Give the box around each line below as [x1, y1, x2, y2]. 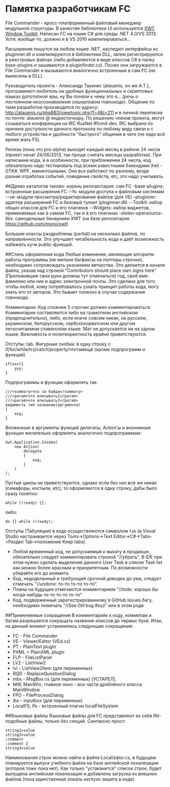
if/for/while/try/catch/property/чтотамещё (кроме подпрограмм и [5, 346, 146, 352]
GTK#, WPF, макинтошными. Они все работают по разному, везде [5, 168, 150, 174]
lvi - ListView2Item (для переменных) [12, 665, 93, 671]
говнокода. [5, 294, 29, 300]
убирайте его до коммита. [12, 570, 70, 576]
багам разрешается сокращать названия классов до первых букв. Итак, [5, 617, 163, 624]
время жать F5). [5, 136, 41, 142]
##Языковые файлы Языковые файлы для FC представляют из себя [5, 712, 152, 719]
